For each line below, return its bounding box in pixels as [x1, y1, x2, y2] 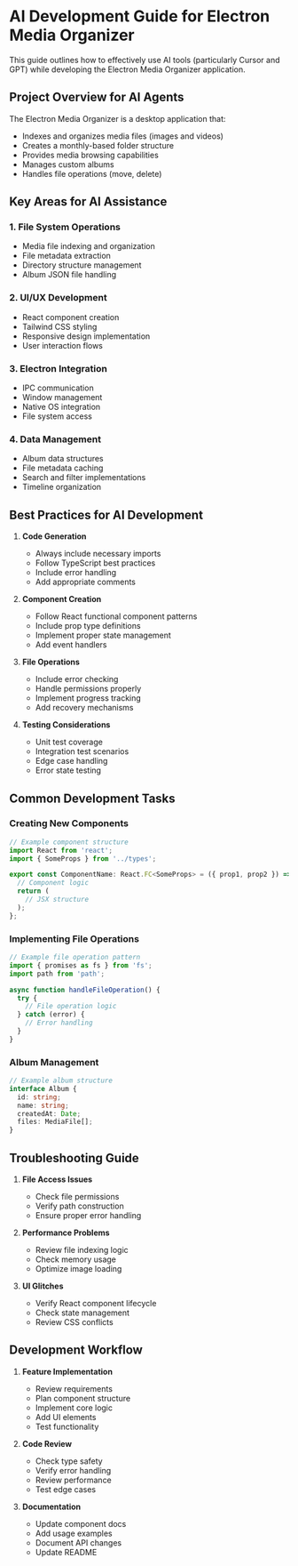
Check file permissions [35, 1191, 120, 1201]
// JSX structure [25, 895, 90, 904]
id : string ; [17, 1092, 62, 1102]
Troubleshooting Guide [9, 1150, 139, 1166]
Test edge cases [35, 1483, 96, 1495]
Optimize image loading [35, 1263, 122, 1273]
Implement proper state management [35, 630, 171, 641]
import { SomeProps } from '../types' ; [9, 854, 157, 863]
